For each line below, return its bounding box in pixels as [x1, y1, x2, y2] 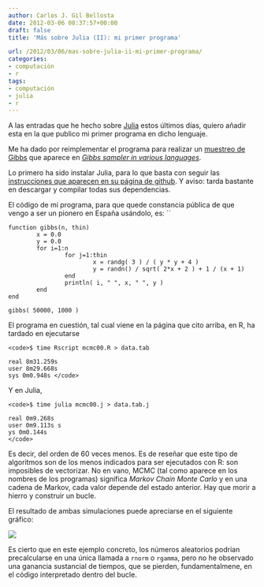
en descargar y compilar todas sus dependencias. [8, 185, 171, 194]
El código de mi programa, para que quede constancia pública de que [8, 200, 235, 210]
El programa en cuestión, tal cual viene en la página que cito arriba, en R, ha [8, 320, 255, 330]
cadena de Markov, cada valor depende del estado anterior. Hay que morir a [8, 483, 256, 492]
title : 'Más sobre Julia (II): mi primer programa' [8, 33, 181, 42]
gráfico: [8, 514, 34, 525]
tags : [8, 77, 26, 85]
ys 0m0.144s [8, 428, 47, 436]
